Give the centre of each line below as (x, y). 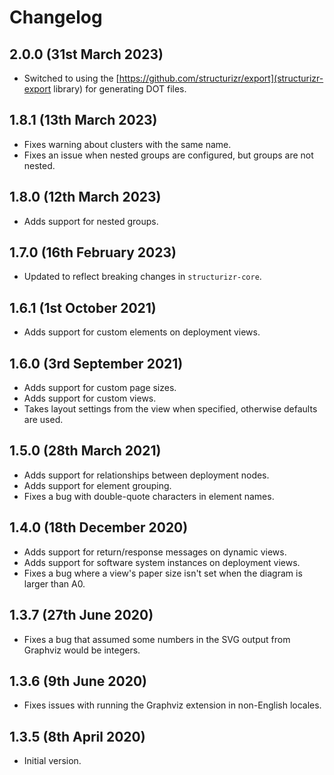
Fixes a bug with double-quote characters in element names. (149, 496)
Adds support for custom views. (90, 398)
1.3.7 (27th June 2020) (81, 615)
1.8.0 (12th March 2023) (85, 197)
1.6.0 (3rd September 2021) (96, 363)
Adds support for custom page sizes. (100, 388)
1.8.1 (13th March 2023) (83, 120)
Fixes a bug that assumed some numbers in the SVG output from (157, 639)
